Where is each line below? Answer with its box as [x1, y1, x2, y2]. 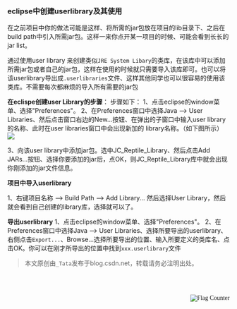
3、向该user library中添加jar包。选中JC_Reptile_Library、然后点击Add [7, 146, 210, 154]
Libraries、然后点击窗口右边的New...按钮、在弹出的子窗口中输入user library [7, 115, 226, 124]
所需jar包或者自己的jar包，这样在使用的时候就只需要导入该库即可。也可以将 [7, 65, 226, 73]
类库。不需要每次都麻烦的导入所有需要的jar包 [7, 83, 139, 91]
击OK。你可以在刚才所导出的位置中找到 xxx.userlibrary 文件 [7, 244, 181, 253]
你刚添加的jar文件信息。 [7, 164, 77, 172]
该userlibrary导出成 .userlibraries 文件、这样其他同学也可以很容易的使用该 [7, 74, 226, 83]
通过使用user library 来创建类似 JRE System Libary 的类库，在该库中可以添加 [7, 56, 226, 65]
